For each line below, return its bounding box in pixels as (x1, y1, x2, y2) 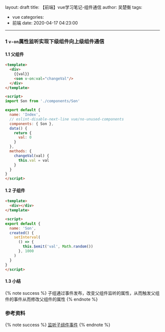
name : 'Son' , (9, 226, 36, 231)
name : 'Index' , (9, 112, 41, 117)
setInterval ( (14, 235, 41, 240)
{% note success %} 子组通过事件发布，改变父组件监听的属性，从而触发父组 (5, 290, 160, 296)
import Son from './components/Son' (5, 99, 80, 104)
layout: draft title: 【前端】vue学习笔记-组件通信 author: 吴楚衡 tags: (5, 4, 142, 10)
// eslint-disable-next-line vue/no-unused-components (9, 117, 124, 121)
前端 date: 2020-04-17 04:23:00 (12, 20, 78, 26)
